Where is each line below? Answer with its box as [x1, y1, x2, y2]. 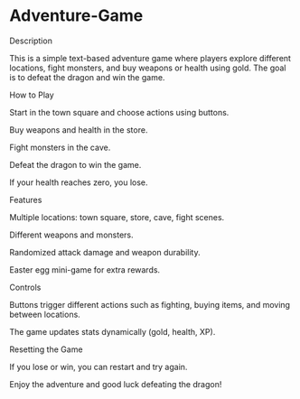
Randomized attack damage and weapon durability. [9, 246, 201, 257]
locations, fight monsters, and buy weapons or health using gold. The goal [9, 62, 286, 73]
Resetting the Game [9, 344, 83, 355]
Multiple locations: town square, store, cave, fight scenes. [9, 211, 225, 222]
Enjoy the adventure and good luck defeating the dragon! [9, 378, 222, 389]
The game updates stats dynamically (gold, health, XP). [9, 326, 216, 337]
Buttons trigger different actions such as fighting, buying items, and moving [9, 299, 291, 310]
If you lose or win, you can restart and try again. [9, 361, 188, 372]
